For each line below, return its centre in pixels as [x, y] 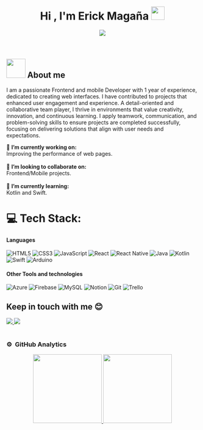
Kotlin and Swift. [27, 192]
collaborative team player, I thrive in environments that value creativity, [95, 109]
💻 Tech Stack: [44, 218]
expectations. [23, 135]
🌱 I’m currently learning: [38, 186]
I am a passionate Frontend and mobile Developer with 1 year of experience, [101, 90]
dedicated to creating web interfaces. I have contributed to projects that [97, 96]
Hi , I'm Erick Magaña [94, 16]
